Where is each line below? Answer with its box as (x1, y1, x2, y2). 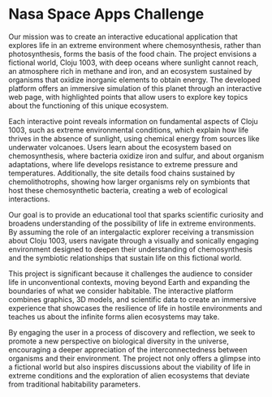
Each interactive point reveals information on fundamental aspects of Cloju (8, 116, 258, 126)
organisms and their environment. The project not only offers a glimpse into (8, 353, 261, 363)
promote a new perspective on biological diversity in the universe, (8, 336, 229, 346)
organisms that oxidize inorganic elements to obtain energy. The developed (8, 75, 261, 84)
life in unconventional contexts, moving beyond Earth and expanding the (8, 277, 250, 287)
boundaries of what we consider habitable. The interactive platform (8, 286, 234, 296)
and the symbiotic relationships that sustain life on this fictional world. (8, 252, 242, 262)
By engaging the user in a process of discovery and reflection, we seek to (8, 327, 256, 337)
